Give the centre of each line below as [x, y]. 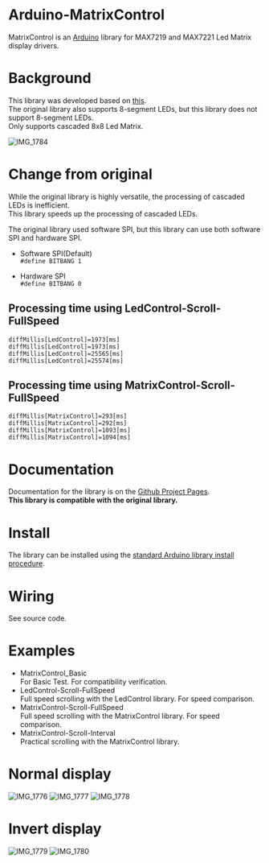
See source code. [37, 618]
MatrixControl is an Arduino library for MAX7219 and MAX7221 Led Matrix [130, 37]
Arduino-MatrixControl [86, 15]
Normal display [60, 774]
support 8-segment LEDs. [51, 118]
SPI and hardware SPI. [45, 237]
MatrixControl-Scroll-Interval [67, 733]
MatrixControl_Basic [53, 673]
